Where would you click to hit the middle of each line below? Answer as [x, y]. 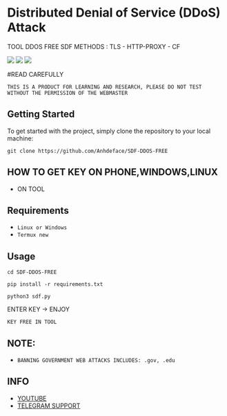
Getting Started [41, 115]
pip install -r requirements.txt [55, 284]
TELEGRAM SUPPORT [49, 406]
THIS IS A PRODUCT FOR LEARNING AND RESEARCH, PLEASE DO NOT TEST [105, 87]
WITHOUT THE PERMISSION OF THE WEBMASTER [68, 93]
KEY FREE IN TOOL [32, 322]
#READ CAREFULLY [36, 74]
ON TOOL [31, 189]
